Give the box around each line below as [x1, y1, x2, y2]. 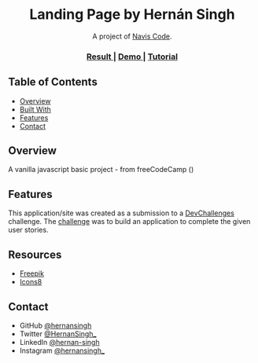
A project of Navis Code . [92, 31, 172, 41]
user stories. [8, 225, 49, 235]
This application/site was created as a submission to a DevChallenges [8, 208, 234, 218]
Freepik [19, 269, 45, 278]
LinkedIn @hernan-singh [19, 337, 100, 346]
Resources [8, 247, 62, 261]
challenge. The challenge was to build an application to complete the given [8, 217, 251, 226]
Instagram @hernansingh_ [19, 346, 105, 355]
